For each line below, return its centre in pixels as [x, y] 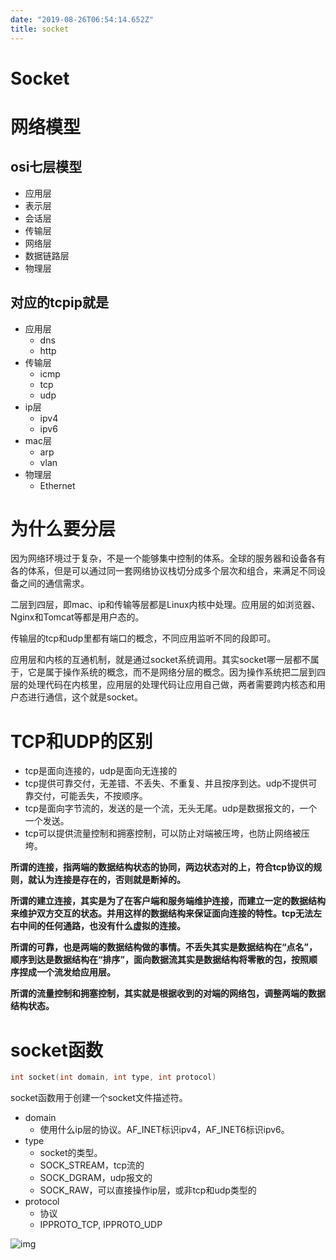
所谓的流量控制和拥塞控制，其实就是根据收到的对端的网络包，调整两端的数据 [168, 993]
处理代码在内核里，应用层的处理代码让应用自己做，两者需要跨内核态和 [172, 685]
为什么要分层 [63, 528]
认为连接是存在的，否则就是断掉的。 [111, 880]
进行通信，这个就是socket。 [85, 697]
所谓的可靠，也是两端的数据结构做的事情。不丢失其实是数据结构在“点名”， [164, 947]
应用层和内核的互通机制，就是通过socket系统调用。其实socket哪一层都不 [160, 660]
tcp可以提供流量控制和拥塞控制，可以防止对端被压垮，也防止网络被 [163, 833]
